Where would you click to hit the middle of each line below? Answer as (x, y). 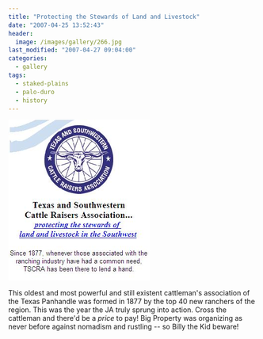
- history (31, 100)
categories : (28, 59)
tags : (17, 75)
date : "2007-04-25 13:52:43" (56, 25)
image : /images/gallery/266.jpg (69, 42)
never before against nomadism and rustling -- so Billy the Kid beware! (124, 327)
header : (21, 33)
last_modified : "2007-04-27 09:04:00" (72, 50)
